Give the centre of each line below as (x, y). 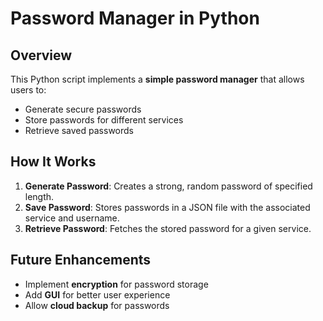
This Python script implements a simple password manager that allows (157, 79)
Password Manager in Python (135, 18)
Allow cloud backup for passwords (97, 305)
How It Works (53, 162)
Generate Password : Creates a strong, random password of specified (168, 186)
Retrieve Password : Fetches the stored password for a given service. (168, 228)
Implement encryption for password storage (116, 284)
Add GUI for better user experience (97, 294)
